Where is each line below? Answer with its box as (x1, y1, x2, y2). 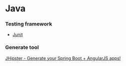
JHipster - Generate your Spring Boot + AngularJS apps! (5, 55, 121, 61)
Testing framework (5, 21, 52, 28)
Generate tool (5, 44, 39, 51)
